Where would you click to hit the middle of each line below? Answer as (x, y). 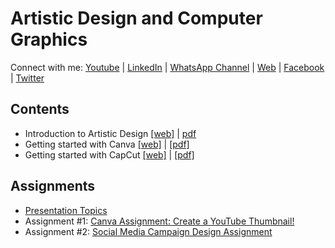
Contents (40, 109)
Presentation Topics (66, 210)
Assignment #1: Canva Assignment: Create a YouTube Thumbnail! (159, 221)
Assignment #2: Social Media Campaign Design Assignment (148, 231)
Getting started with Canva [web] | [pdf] (107, 144)
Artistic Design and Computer (136, 18)
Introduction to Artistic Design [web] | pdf (110, 133)
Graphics (49, 39)
